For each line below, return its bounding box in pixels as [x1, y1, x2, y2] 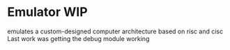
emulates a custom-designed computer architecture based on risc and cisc [7, 27, 224, 35]
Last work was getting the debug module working [7, 34, 150, 42]
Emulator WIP [7, 4, 89, 20]
